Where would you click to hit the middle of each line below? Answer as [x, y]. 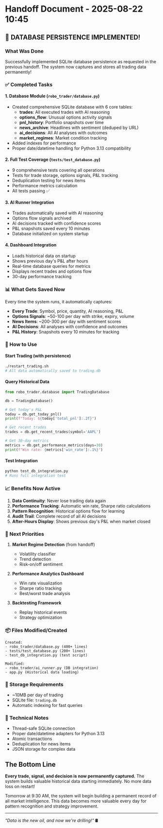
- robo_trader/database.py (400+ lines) [47, 647]
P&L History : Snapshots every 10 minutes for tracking [66, 332]
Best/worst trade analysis [45, 594]
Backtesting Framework [37, 603]
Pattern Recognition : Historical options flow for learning [68, 511]
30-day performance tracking [42, 276]
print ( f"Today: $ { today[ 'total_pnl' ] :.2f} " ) [51, 419]
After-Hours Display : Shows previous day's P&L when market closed [81, 521]
